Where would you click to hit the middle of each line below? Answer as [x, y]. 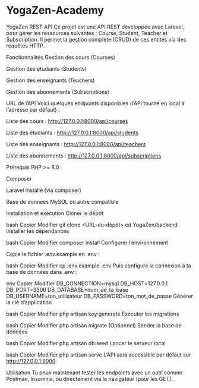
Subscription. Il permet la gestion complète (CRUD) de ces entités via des [96, 39]
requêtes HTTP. [26, 46]
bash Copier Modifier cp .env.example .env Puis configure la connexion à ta [99, 266]
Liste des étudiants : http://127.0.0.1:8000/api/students [72, 133]
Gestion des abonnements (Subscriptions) [58, 92]
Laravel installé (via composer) [44, 190]
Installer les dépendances [38, 231]
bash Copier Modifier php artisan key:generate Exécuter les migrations [93, 314]
